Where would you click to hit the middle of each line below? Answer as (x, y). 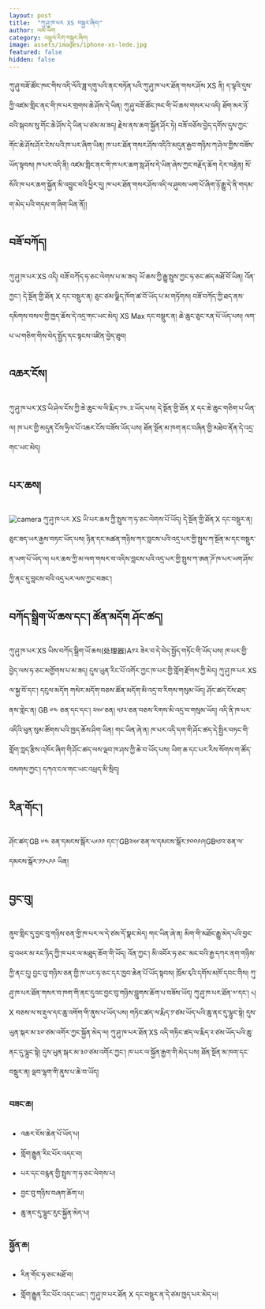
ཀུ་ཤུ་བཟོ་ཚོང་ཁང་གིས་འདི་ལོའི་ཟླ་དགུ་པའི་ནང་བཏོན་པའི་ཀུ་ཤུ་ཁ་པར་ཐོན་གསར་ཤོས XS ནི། (117, 85)
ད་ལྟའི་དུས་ (239, 85)
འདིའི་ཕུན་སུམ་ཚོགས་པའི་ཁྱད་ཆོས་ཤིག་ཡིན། (61, 730)
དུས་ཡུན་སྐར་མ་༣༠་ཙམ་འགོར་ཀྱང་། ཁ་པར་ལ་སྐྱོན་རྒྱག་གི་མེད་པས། (121, 1052)
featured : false (35, 52)
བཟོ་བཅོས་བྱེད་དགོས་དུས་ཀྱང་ (213, 125)
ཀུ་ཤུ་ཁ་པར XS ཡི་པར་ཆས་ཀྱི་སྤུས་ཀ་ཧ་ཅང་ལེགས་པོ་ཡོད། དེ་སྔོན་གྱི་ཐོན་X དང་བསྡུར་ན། (148, 520)
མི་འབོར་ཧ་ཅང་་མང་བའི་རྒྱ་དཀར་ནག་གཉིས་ (204, 953)
